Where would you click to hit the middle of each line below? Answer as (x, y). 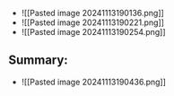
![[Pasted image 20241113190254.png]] (94, 32)
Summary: (38, 61)
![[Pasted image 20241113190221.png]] (93, 22)
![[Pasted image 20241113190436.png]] (94, 82)
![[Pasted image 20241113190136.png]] (93, 13)
